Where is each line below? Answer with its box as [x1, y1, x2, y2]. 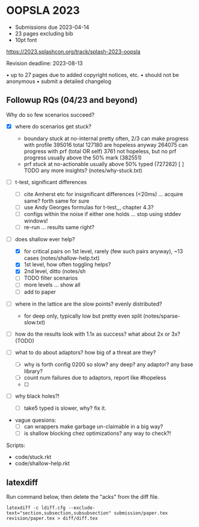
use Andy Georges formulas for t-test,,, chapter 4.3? [23, 203, 154, 211]
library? [23, 368, 43, 375]
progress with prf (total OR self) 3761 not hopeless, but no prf [23, 147, 177, 155]
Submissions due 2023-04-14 [14, 23, 90, 31]
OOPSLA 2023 [6, 4, 80, 17]
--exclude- [68, 505, 96, 511]
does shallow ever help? [14, 236, 75, 243]
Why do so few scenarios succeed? [6, 111, 95, 118]
